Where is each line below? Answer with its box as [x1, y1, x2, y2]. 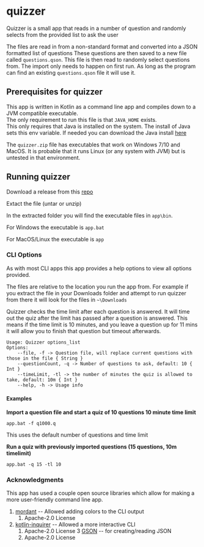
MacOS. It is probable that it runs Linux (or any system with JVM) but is [6, 147, 186, 154]
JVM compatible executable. [6, 109, 78, 117]
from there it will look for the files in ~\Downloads [6, 296, 127, 303]
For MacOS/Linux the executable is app [6, 235, 104, 243]
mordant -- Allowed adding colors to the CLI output [15, 508, 145, 515]
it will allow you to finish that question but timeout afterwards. [6, 327, 161, 334]
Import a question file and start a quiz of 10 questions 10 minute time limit [6, 409, 197, 416]
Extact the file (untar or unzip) [6, 200, 82, 207]
